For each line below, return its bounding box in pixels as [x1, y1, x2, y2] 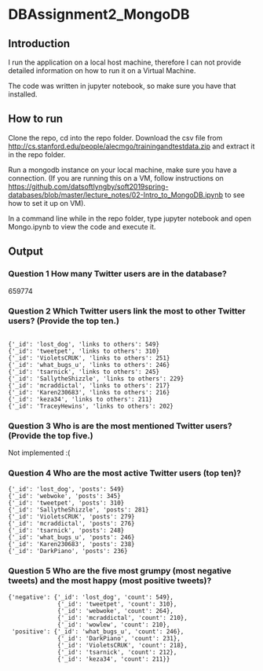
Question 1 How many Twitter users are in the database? [8, 269, 228, 280]
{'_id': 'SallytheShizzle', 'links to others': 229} [8, 375, 184, 383]
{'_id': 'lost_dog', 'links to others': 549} [8, 340, 159, 348]
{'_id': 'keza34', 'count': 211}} [57, 654, 170, 663]
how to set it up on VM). [8, 198, 86, 207]
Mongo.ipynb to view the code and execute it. [8, 222, 156, 231]
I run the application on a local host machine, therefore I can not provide [8, 57, 242, 67]
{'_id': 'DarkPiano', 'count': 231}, [57, 634, 181, 642]
